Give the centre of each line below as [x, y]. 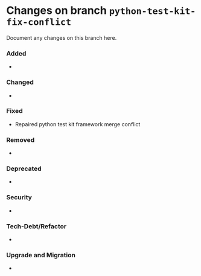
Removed [21, 140]
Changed [20, 82]
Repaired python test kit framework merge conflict [78, 124]
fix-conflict [39, 22]
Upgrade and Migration [41, 255]
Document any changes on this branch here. [62, 37]
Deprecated [24, 168]
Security [19, 197]
